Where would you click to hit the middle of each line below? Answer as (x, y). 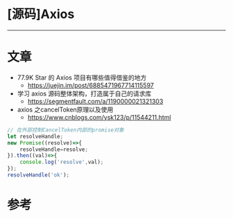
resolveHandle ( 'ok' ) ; (38, 175)
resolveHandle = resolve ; (54, 149)
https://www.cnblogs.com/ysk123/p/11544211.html (99, 117)
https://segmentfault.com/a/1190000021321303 (95, 101)
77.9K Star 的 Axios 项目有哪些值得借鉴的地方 (82, 78)
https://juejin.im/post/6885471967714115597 (90, 85)
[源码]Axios (41, 14)
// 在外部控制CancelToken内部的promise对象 (66, 130)
